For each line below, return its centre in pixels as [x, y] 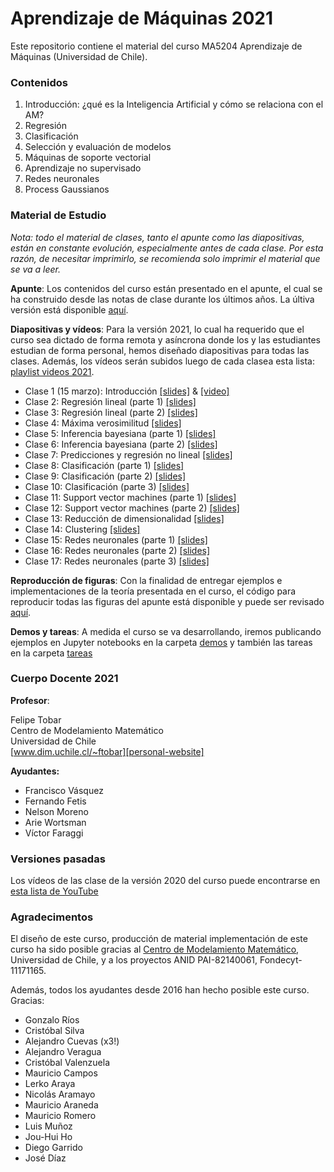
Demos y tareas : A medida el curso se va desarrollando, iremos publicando [166, 631]
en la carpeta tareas [51, 653]
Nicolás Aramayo [60, 1094]
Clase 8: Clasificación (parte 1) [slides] [104, 465]
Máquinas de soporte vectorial [88, 158]
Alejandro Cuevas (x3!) [72, 1041]
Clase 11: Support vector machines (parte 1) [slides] [130, 497]
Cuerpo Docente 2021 [64, 679]
